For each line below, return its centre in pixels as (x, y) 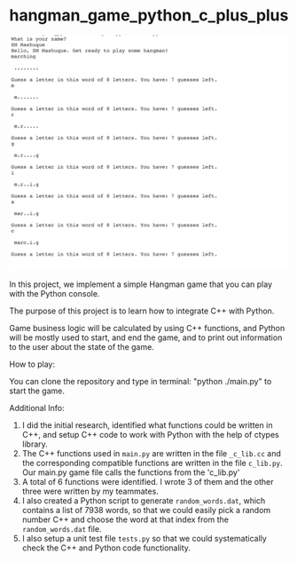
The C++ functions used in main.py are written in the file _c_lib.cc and (151, 454)
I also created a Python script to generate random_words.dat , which (144, 501)
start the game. (37, 391)
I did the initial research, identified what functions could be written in (147, 425)
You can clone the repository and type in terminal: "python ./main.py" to (141, 382)
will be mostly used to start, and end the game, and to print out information (146, 337)
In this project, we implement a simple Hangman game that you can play (141, 284)
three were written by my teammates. (90, 491)
